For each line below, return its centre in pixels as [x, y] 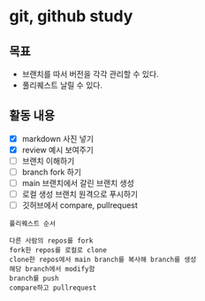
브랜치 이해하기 [48, 160]
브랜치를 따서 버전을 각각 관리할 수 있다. [90, 74]
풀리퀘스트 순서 [32, 224]
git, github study [71, 16]
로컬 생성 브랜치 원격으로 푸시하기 [80, 194]
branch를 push [34, 279]
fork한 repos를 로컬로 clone [58, 251]
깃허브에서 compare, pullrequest [80, 205]
